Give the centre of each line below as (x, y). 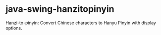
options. (14, 28)
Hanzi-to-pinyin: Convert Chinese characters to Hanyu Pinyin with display (81, 23)
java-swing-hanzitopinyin (60, 9)
